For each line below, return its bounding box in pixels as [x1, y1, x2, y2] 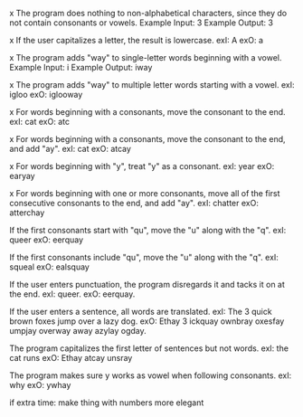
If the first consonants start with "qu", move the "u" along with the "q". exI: [9, 225, 287, 235]
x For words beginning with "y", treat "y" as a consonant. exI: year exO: [9, 161, 275, 171]
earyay [9, 171, 35, 181]
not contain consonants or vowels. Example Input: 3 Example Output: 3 [9, 17, 274, 28]
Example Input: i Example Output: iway [9, 62, 153, 72]
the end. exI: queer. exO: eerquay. [9, 289, 136, 299]
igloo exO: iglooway [9, 90, 83, 100]
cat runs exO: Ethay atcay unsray [9, 353, 133, 363]
